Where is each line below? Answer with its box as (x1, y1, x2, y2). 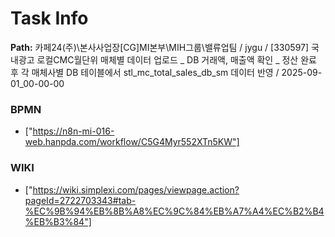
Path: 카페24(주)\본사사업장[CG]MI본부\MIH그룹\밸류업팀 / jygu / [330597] (10, 41, 310, 53)
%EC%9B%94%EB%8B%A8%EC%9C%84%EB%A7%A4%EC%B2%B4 (24, 205, 325, 217)
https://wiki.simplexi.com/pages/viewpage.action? (32, 183, 240, 196)
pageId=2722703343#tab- (24, 194, 137, 206)
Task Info (10, 7, 89, 30)
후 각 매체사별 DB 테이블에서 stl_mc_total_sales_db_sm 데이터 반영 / (10, 66, 280, 78)
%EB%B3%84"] (24, 215, 92, 227)
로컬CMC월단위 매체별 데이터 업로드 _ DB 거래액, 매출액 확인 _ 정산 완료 (36, 53, 317, 66)
